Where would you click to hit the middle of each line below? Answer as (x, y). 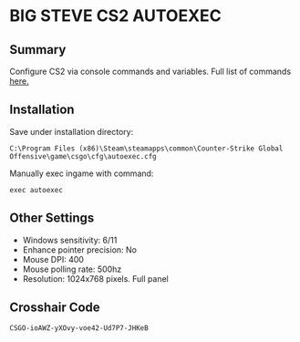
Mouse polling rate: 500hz (72, 269)
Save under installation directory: (72, 131)
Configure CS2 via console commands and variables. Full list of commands (150, 71)
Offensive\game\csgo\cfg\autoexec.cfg (83, 156)
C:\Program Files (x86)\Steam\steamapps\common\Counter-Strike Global (146, 148)
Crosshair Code (55, 308)
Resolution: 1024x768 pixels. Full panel (95, 278)
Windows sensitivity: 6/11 (70, 240)
